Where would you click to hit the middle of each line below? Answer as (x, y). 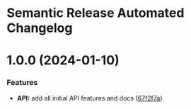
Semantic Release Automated (95, 13)
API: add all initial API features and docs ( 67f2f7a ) (90, 98)
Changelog (40, 28)
